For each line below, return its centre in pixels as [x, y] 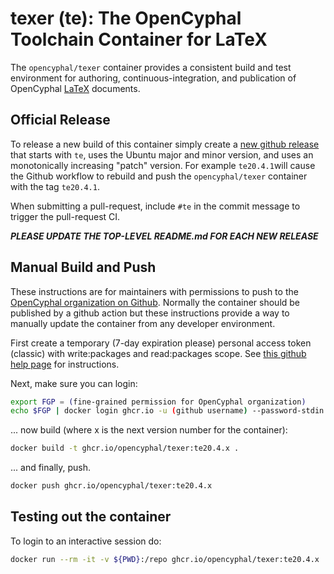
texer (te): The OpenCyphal [126, 18]
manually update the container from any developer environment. [143, 323]
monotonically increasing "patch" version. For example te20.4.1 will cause [163, 165]
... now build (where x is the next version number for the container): [149, 430]
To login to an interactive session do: [86, 541]
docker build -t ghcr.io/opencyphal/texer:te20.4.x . [125, 448]
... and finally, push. [51, 468]
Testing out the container [91, 517]
